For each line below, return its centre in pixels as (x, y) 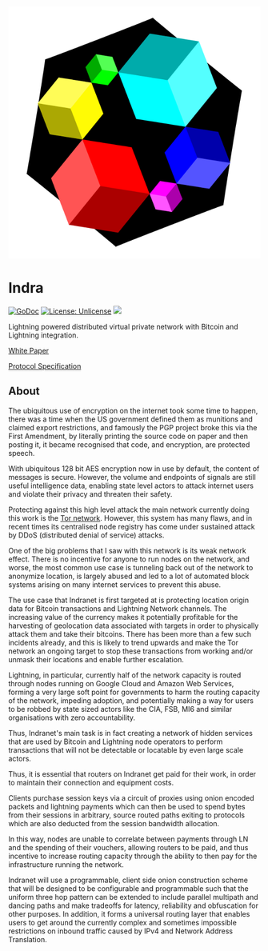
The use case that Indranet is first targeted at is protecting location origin (129, 600)
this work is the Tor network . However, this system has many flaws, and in (130, 517)
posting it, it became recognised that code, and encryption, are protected (129, 444)
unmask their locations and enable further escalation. (96, 659)
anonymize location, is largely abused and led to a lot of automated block (129, 576)
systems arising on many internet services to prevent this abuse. (115, 584)
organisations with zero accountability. (72, 717)
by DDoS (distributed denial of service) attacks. (86, 535)
